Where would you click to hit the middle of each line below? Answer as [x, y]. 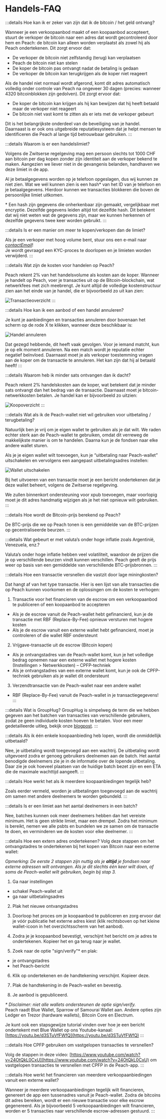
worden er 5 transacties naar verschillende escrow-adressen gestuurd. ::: [80, 1111]
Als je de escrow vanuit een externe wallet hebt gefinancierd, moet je [83, 630]
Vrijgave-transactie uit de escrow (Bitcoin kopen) [62, 645]
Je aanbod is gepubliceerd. [40, 995]
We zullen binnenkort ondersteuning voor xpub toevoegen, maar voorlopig [81, 495]
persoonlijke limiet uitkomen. [34, 195]
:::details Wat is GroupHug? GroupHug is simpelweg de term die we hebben [82, 710]
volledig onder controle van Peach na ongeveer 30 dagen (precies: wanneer [83, 88]
